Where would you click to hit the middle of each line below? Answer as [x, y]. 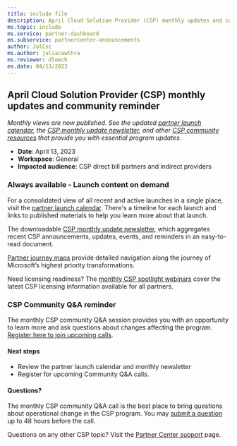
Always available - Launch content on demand [88, 185]
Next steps [24, 351]
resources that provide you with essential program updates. [95, 138]
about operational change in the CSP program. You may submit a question [115, 414]
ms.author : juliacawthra [44, 54]
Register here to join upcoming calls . [60, 335]
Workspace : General [48, 159]
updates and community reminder [84, 106]
